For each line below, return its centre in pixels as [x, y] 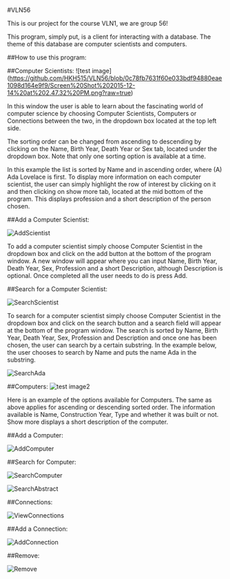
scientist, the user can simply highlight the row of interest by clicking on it [112, 184]
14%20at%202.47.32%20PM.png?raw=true [69, 93]
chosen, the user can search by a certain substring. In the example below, [112, 345]
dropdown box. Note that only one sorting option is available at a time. [107, 156]
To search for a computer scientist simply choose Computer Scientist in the [114, 316]
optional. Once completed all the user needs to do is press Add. [97, 276]
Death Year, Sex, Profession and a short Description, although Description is [115, 268]
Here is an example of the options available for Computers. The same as [109, 400]
